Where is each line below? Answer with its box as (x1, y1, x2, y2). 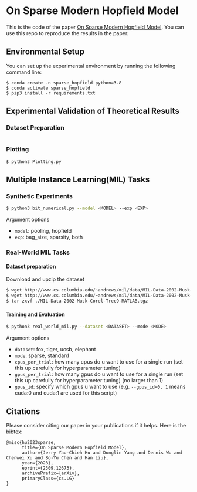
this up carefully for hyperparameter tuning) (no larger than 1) (14, 377, 164, 384)
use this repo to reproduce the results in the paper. (6, 29, 129, 36)
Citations (6, 406, 40, 416)
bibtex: (6, 428, 23, 435)
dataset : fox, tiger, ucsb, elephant (14, 346, 96, 353)
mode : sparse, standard (14, 352, 69, 359)
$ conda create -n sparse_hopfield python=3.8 (6, 80, 122, 86)
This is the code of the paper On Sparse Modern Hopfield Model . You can (6, 23, 184, 30)
